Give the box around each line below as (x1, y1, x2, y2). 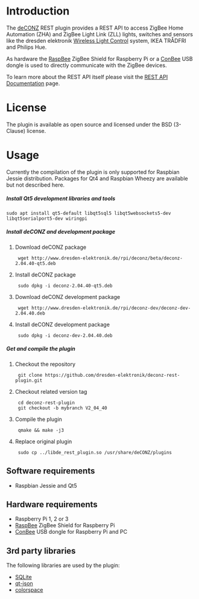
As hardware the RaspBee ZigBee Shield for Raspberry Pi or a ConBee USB (6, 55, 193, 62)
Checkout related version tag (14, 388, 87, 395)
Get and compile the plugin (6, 345, 75, 353)
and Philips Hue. (6, 43, 47, 51)
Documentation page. (6, 80, 60, 87)
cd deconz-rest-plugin (17, 400, 75, 406)
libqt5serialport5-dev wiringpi (6, 216, 87, 222)
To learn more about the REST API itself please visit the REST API (6, 73, 168, 80)
